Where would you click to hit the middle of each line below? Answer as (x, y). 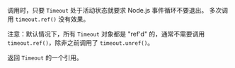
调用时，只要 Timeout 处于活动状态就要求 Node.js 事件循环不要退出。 (108, 10)
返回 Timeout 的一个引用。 (45, 57)
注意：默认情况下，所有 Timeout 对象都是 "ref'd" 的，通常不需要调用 (106, 34)
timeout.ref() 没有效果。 (52, 19)
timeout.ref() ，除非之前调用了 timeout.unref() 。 (81, 43)
